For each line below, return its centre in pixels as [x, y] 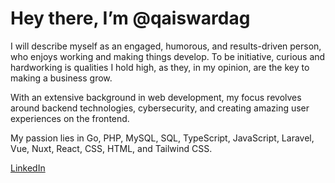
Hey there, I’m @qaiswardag [130, 18]
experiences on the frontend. [70, 118]
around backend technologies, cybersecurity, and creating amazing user [160, 108]
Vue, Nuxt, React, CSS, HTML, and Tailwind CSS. [111, 148]
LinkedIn [28, 168]
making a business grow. [61, 78]
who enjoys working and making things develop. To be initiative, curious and [168, 56]
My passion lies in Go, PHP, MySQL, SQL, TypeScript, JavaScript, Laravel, [162, 138]
